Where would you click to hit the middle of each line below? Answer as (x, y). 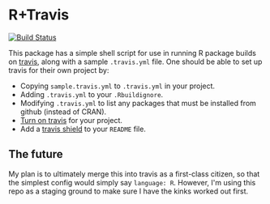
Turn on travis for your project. (71, 120)
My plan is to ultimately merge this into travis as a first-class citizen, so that (134, 174)
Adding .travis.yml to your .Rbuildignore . (92, 94)
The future (36, 154)
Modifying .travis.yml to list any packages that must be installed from (138, 103)
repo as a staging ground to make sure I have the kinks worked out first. (129, 191)
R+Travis (39, 15)
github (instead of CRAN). (63, 112)
